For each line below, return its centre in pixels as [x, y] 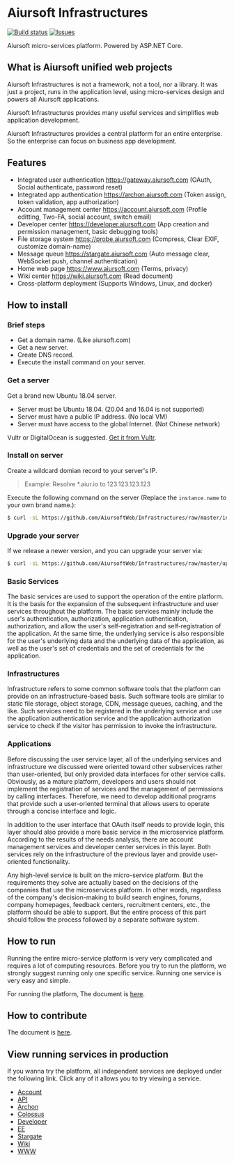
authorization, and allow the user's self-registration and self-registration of [114, 626]
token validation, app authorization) [68, 202]
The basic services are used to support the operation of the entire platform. [116, 596]
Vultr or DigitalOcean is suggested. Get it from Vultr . [82, 437]
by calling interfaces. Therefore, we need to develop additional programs [112, 796]
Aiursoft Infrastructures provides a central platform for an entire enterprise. [115, 133]
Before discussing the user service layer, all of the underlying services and [114, 759]
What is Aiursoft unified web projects [90, 68]
